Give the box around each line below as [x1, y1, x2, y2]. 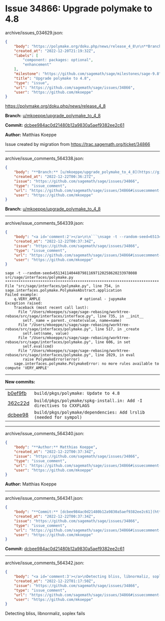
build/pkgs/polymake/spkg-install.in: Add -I [34, 398, 142, 404]
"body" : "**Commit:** [14, 510, 58, 515]
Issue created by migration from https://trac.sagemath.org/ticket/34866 [5, 141, 151, 147]
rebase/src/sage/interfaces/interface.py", [5, 314, 96, 319]
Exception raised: [5, 301, 43, 306]
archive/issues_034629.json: [5, 30, 63, 35]
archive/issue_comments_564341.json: [5, 495, 83, 501]
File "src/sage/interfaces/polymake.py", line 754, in [5, 284, 120, 289]
